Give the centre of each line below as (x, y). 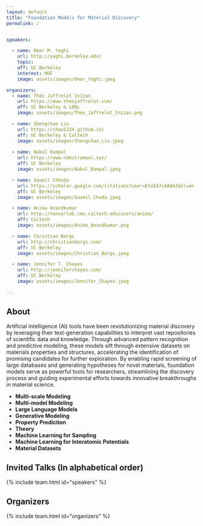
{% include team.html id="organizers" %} (58, 516)
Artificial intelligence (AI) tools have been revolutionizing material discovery (101, 326)
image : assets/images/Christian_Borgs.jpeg (73, 253)
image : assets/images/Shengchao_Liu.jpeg (70, 141)
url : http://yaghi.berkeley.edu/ (60, 56)
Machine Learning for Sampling (56, 435)
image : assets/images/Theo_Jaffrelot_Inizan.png (80, 113)
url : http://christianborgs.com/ (60, 242)
